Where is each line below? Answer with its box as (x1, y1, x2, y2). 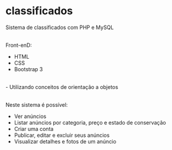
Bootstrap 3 (14, 65, 43, 72)
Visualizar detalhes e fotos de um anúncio (14, 138, 116, 145)
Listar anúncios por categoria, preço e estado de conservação (14, 119, 166, 126)
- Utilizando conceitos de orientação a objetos (5, 83, 119, 90)
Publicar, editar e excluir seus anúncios (14, 132, 110, 139)
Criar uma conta (14, 125, 54, 132)
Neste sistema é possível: (5, 101, 68, 108)
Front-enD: (5, 42, 32, 49)
